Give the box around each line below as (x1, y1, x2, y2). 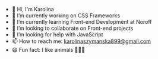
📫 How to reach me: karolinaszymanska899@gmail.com (11, 38, 151, 45)
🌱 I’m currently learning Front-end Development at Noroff (11, 18, 152, 25)
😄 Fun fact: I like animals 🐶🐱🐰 (11, 46, 85, 53)
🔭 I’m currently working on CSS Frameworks (11, 12, 121, 19)
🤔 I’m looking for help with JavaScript (11, 31, 103, 38)
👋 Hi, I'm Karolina (11, 6, 55, 13)
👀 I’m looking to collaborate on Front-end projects (11, 24, 134, 32)
